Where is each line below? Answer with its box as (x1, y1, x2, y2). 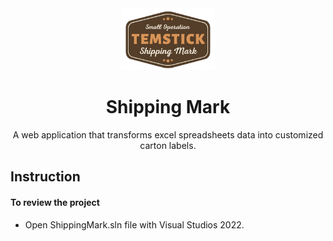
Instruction (10, 168, 81, 186)
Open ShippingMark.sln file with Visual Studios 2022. (24, 218, 245, 231)
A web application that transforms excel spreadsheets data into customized (12, 128, 324, 141)
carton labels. (139, 139, 197, 151)
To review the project (10, 196, 100, 208)
